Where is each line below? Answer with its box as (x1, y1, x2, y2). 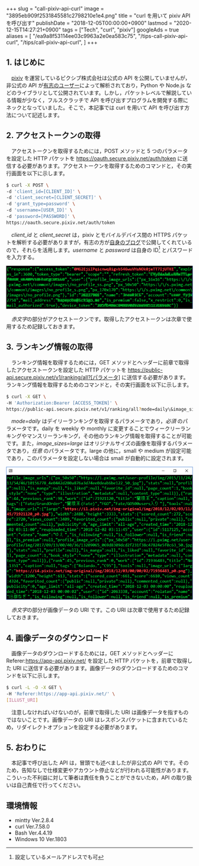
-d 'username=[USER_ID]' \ (6, 207, 73, 213)
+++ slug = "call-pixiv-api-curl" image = (6, 5, 105, 12)
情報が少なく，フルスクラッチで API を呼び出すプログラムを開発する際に (11, 96, 188, 103)
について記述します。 (11, 111, 63, 118)
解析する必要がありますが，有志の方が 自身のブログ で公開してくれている (16, 239, 192, 246)
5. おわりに (6, 743, 46, 753)
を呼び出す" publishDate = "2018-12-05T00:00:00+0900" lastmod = (6, 20, 173, 26)
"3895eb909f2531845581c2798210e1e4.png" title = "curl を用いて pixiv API (6, 12, 191, 19)
